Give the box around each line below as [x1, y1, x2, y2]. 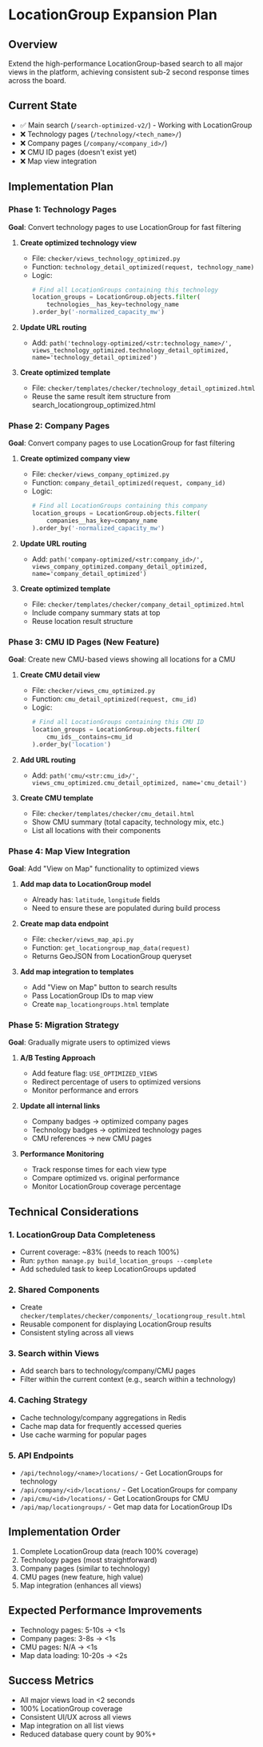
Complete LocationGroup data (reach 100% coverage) [19, 1546, 199, 1556]
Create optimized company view [19, 454, 130, 464]
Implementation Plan [8, 180, 114, 194]
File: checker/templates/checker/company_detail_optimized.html [31, 599, 245, 609]
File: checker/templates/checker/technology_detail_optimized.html [31, 383, 256, 392]
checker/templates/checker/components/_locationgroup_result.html [19, 1312, 246, 1321]
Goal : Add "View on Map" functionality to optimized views [8, 863, 200, 873]
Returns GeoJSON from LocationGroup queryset [31, 951, 192, 960]
